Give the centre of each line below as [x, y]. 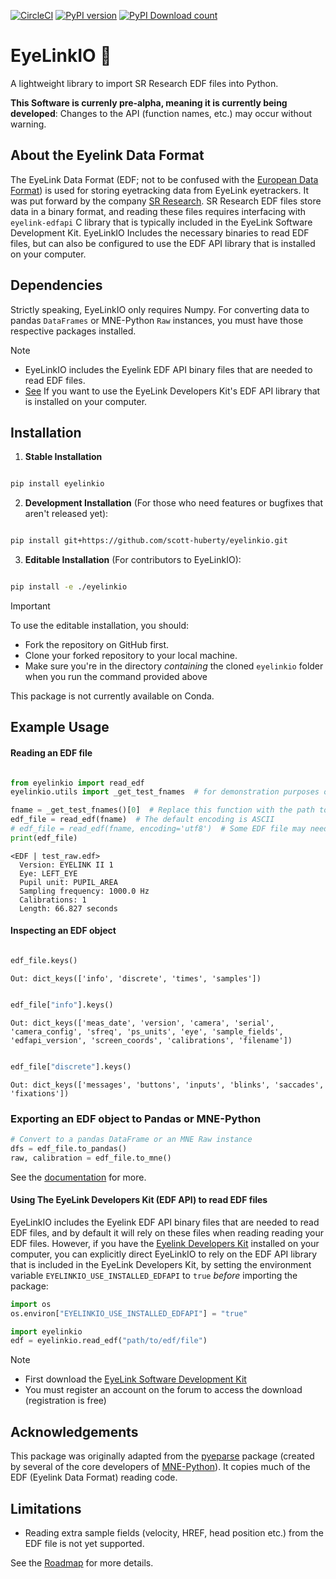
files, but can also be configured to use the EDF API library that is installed [163, 243]
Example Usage [60, 727]
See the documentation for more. [78, 1177]
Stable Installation [63, 457]
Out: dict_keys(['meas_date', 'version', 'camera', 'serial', [142, 1023]
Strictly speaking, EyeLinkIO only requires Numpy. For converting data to [160, 309]
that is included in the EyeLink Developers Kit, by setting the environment [161, 1264]
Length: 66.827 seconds [68, 908]
